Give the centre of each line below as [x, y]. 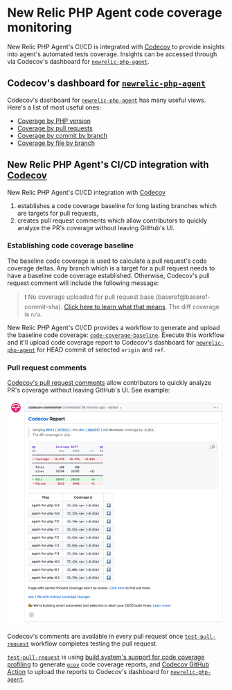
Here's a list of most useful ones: [54, 107]
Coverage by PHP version [54, 121]
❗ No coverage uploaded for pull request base [89, 297]
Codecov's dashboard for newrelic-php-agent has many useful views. [107, 100]
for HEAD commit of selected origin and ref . [101, 350]
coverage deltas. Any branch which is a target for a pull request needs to [111, 268]
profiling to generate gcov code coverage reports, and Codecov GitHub [108, 664]
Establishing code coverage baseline [70, 245]
